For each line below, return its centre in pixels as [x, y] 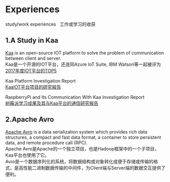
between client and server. [33, 58]
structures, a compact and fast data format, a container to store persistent [83, 137]
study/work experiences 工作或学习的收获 [51, 24]
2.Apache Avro [30, 120]
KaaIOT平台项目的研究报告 [33, 87]
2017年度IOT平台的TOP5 [31, 70]
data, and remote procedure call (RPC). [46, 142]
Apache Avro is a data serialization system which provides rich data [76, 132]
